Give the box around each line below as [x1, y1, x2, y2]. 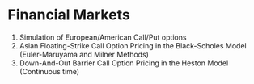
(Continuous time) [19, 66, 80, 76]
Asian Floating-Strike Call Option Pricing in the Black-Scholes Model [19, 40, 248, 50]
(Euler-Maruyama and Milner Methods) [19, 49, 149, 59]
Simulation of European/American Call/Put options [19, 32, 187, 42]
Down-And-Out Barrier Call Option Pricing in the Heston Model [19, 58, 229, 68]
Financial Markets [7, 6, 130, 24]
